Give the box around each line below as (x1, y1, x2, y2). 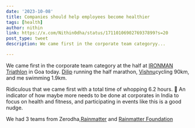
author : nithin (6, 24, 43, 31)
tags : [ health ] (6, 19, 43, 25)
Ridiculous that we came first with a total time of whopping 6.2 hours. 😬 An (6, 86, 186, 93)
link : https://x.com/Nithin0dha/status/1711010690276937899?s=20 (6, 30, 168, 36)
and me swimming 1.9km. (6, 74, 67, 81)
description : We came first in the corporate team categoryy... (6, 41, 166, 47)
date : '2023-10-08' (6, 8, 54, 15)
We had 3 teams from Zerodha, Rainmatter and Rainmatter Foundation (6, 115, 173, 122)
